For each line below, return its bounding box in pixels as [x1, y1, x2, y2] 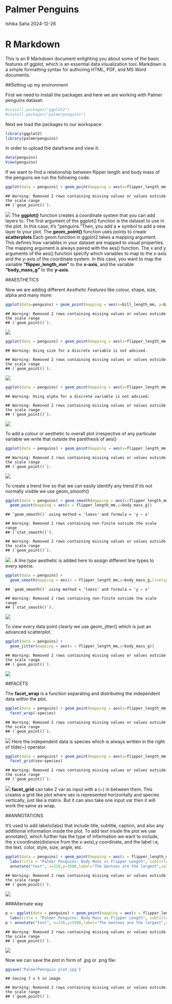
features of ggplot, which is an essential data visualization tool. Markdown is [5, 61, 166, 67]
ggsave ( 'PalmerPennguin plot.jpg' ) [5, 967, 81, 972]
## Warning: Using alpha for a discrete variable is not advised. [5, 394, 150, 399]
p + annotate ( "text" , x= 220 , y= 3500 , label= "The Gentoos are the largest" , [5, 920, 166, 925]
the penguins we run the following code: [5, 174, 91, 180]
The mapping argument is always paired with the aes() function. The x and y [5, 245, 166, 251]
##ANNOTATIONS [5, 813, 44, 819]
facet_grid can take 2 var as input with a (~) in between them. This [11, 786, 153, 793]
